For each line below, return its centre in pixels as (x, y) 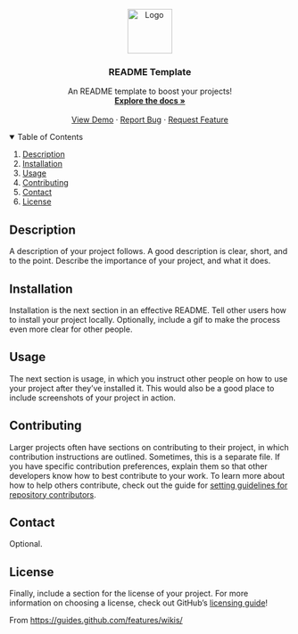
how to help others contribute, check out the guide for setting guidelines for (149, 485)
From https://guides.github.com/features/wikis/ (96, 621)
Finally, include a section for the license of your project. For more (129, 594)
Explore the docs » (150, 101)
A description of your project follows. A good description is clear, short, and (149, 251)
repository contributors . (53, 494)
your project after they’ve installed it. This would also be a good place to (142, 388)
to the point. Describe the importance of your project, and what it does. (140, 261)
